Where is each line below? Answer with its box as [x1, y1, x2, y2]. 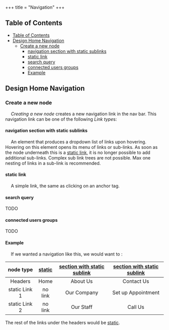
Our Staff [71, 303, 93, 310]
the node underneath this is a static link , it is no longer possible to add [5, 149, 151, 155]
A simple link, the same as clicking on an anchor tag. [11, 183, 120, 189]
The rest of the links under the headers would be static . [5, 319, 120, 325]
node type [8, 266, 33, 273]
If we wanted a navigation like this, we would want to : [11, 251, 123, 257]
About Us [70, 278, 93, 285]
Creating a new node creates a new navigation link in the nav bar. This [11, 111, 157, 117]
